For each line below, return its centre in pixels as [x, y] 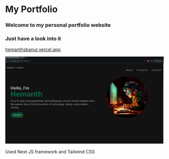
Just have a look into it [33, 39]
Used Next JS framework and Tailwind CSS [50, 151]
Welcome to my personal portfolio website [58, 25]
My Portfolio [31, 9]
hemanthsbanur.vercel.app [33, 49]
